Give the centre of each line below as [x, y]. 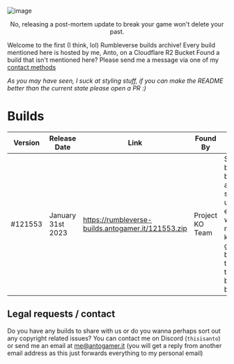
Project [206, 215]
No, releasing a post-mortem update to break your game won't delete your [117, 24]
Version [27, 143]
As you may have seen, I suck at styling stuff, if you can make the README [115, 81]
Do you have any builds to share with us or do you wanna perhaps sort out [114, 331]
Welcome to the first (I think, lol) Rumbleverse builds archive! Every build [111, 45]
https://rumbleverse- [118, 219]
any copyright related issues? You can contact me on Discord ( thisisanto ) [114, 338]
